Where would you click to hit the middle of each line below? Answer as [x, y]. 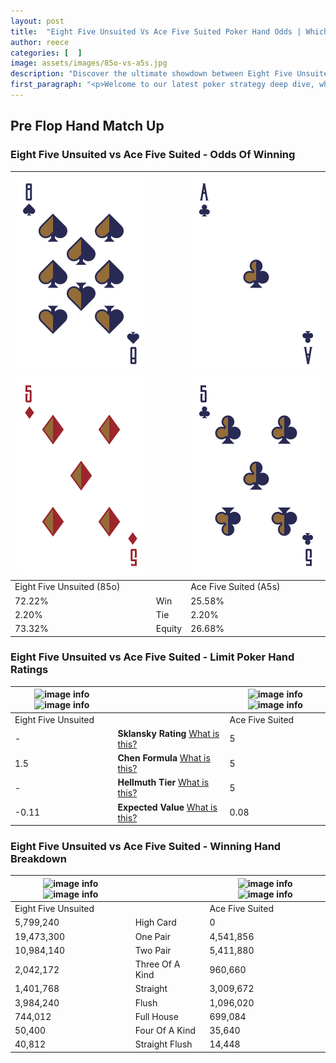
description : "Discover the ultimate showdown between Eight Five [151, 74]
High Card [155, 922]
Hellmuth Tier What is [163, 782]
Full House [156, 1016]
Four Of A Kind [165, 1031]
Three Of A [157, 964]
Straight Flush [163, 1044]
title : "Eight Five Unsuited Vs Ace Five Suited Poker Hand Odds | [156, 31]
